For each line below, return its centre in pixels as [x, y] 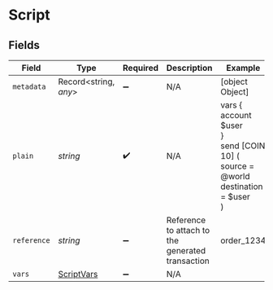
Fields [24, 45]
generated [186, 250]
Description [189, 68]
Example [243, 68]
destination [242, 187]
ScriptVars [78, 274]
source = [237, 166]
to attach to [188, 230]
